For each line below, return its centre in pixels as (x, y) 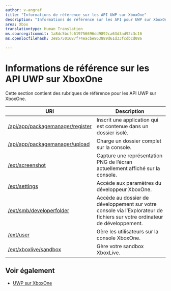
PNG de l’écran (114, 162)
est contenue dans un (122, 126)
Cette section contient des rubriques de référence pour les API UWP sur (81, 93)
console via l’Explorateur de (130, 210)
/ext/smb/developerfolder (39, 210)
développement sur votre (126, 204)
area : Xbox (17, 24)
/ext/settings (23, 186)
